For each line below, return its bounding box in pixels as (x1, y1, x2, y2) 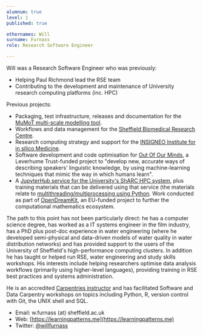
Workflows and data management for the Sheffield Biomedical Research (15, 126, 196, 132)
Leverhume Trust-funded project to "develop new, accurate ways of (15, 158, 185, 164)
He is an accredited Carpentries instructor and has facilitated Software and (6, 285, 193, 291)
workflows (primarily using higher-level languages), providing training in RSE (6, 266, 198, 273)
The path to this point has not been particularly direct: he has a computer (6, 215, 189, 222)
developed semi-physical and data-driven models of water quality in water (6, 234, 193, 241)
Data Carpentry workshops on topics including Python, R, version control (6, 291, 189, 298)
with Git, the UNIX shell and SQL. (6, 297, 89, 304)
